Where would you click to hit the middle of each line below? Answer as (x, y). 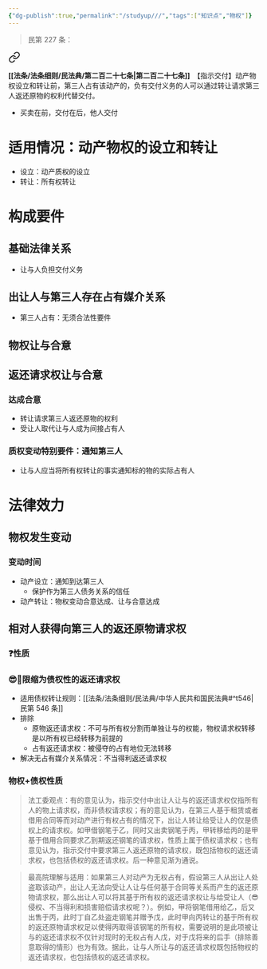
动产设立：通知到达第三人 (62, 581)
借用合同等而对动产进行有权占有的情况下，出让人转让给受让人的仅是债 (143, 819)
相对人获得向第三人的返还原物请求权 (97, 629)
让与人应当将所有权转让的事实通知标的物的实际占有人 (107, 470)
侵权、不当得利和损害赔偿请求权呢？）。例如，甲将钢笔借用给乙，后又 (141, 907)
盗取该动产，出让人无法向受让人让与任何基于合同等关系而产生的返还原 (143, 887)
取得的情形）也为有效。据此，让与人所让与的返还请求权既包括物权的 (147, 947)
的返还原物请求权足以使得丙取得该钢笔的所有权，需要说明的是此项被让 (143, 927)
